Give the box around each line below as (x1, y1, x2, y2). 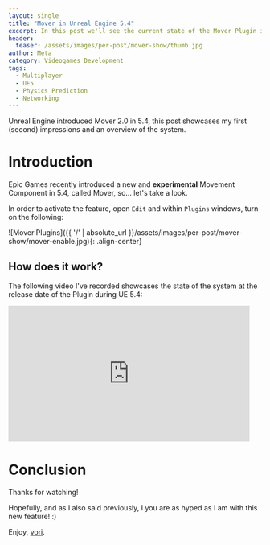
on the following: (8, 213, 64, 222)
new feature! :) (8, 511, 57, 521)
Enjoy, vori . (8, 526, 46, 536)
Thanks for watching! (8, 487, 79, 497)
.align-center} (96, 237, 142, 246)
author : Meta (8, 49, 52, 57)
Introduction (8, 153, 93, 171)
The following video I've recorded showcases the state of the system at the (8, 281, 258, 291)
